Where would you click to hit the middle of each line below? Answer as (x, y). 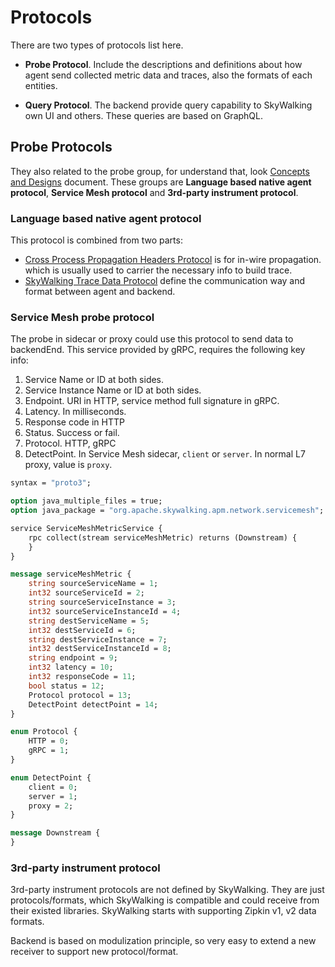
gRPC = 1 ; (49, 751)
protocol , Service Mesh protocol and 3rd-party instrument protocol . (154, 192)
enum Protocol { (44, 732)
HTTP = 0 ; (49, 741)
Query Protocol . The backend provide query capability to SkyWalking (168, 105)
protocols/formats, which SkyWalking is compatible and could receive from (165, 900)
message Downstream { (55, 833)
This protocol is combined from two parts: (96, 240)
